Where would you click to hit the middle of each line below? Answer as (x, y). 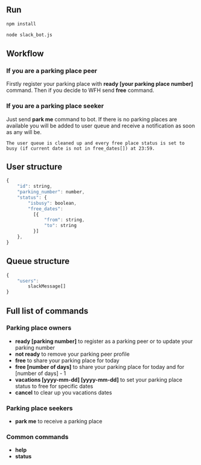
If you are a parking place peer (52, 71)
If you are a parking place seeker (55, 106)
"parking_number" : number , (51, 192)
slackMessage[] (47, 286)
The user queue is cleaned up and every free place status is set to (96, 143)
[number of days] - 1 (40, 373)
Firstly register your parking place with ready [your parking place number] (100, 84)
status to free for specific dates (54, 386)
